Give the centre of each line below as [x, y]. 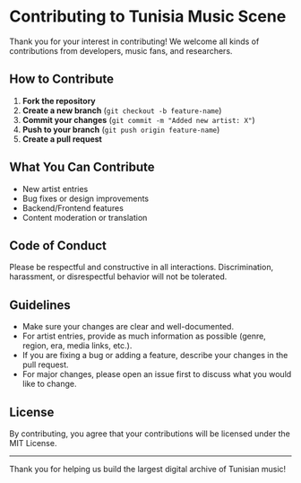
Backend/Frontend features [73, 207]
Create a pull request [62, 139]
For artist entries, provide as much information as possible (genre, [144, 336]
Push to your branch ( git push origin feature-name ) [121, 129]
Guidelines [40, 305]
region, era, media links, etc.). [77, 346]
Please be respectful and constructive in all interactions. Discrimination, [142, 268]
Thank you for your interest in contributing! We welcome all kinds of [134, 41]
